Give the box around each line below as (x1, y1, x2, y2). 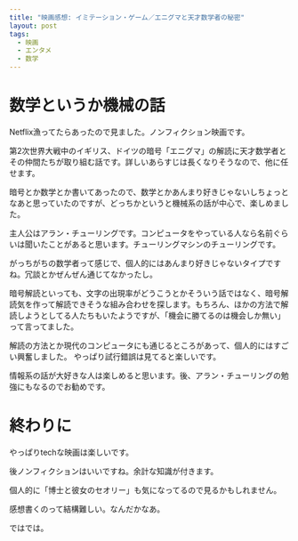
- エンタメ (17, 46, 52, 55)
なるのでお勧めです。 (32, 381, 110, 392)
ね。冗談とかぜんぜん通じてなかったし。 (9, 269, 157, 279)
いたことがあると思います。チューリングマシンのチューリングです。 (32, 238, 281, 249)
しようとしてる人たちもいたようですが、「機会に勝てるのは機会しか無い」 (16, 310, 286, 320)
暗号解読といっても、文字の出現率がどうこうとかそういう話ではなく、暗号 (9, 287, 282, 298)
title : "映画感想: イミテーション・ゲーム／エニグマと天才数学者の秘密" (9, 12, 246, 22)
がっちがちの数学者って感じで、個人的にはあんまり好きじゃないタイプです (9, 257, 282, 268)
